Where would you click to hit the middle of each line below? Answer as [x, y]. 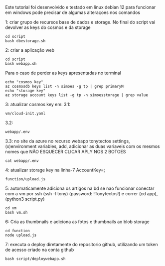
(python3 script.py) [25, 199]
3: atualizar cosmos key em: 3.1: [38, 104]
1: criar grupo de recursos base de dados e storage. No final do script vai [80, 22]
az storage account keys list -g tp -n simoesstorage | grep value [77, 95]
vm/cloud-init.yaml [25, 114]
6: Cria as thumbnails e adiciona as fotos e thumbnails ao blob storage [77, 222]
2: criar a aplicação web [30, 50]
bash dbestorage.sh [25, 41]
